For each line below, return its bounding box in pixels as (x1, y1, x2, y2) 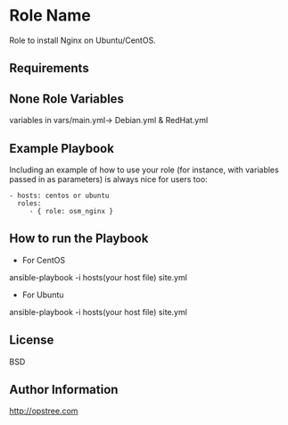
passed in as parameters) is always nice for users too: (9, 173, 208, 184)
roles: (17, 198, 42, 208)
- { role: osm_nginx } (29, 206, 114, 215)
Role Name (9, 5, 91, 26)
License (9, 332, 54, 348)
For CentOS (21, 254, 66, 265)
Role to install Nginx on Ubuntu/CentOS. (9, 35, 156, 46)
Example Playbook (9, 140, 114, 156)
